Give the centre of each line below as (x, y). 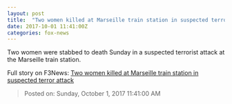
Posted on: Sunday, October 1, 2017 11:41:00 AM (92, 94)
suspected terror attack (41, 81)
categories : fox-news (38, 33)
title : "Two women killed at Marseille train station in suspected (108, 20)
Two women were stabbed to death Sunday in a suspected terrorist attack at (116, 52)
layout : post (26, 13)
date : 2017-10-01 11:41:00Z (48, 26)
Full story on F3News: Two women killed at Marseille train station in (103, 73)
